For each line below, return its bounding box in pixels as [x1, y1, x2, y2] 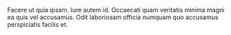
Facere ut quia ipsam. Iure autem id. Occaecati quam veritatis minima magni [7, 6, 225, 14]
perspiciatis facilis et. [7, 21, 68, 28]
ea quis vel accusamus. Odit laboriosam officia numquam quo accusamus [7, 13, 219, 21]
